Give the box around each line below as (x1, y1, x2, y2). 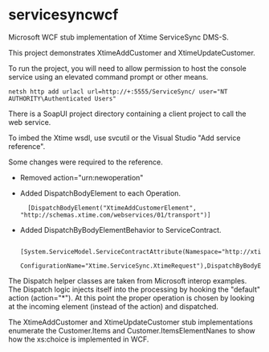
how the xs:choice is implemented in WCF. (8, 334, 149, 344)
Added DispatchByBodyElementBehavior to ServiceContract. (19, 225, 222, 234)
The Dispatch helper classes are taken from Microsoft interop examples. (8, 275, 247, 285)
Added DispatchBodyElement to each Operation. (19, 188, 181, 198)
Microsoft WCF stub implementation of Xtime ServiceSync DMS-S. (8, 32, 229, 42)
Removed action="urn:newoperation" (19, 172, 144, 182)
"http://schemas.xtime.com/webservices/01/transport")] (19, 211, 211, 219)
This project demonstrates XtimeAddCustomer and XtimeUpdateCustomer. (8, 48, 255, 57)
